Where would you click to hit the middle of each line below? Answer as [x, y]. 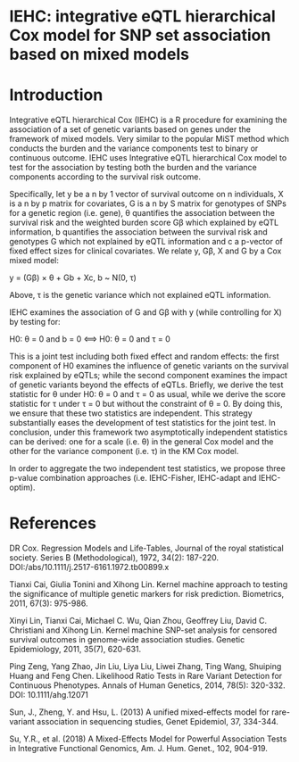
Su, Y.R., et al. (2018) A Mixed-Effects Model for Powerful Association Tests [148, 739]
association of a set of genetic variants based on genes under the [130, 129]
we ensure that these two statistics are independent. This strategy [131, 413]
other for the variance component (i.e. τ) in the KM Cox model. [124, 451]
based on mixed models [100, 54]
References [53, 523]
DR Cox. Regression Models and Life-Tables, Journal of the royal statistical [146, 548]
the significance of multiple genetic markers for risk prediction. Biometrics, [147, 594]
